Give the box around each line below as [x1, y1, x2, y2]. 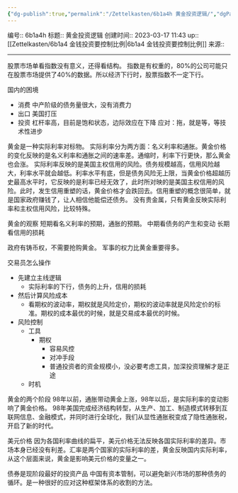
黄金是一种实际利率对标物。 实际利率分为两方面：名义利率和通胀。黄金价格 [7, 142, 227, 150]
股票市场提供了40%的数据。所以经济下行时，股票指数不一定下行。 [13, 70, 208, 79]
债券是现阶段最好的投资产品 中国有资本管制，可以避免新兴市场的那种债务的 [7, 469, 227, 477]
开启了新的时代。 [7, 421, 57, 430]
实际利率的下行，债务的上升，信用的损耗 [28, 282, 147, 291]
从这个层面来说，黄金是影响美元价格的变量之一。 [7, 454, 150, 462]
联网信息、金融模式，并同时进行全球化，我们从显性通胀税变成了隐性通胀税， [7, 412, 231, 421]
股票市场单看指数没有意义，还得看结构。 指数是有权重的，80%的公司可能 [7, 61, 222, 70]
